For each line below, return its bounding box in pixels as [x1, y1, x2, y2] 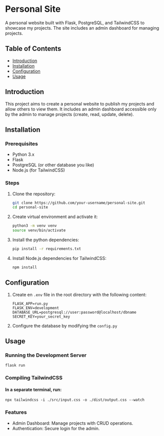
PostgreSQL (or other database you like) [12, 162, 94, 168]
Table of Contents [5, 44, 62, 53]
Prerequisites [5, 140, 38, 147]
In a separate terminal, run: [5, 386, 62, 393]
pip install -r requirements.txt [12, 247, 82, 252]
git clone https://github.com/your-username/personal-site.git [12, 200, 146, 205]
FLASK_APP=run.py [12, 301, 48, 306]
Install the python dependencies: [12, 237, 79, 243]
